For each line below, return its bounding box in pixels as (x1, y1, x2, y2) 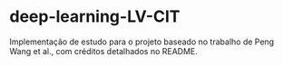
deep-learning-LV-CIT (9, 6, 181, 27)
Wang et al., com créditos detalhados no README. (9, 45, 198, 56)
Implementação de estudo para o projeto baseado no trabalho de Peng (9, 36, 275, 47)
